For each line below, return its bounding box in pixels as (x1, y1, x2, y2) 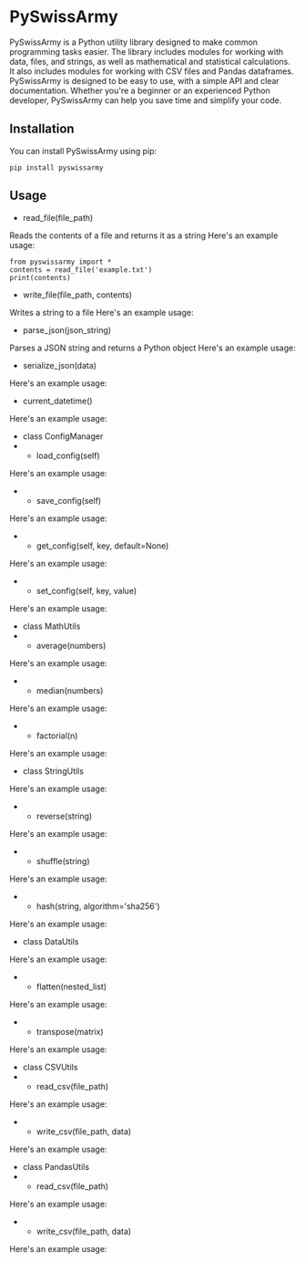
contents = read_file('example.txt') (9, 265, 153, 275)
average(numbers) (36, 640, 107, 651)
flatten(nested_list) (36, 981, 107, 992)
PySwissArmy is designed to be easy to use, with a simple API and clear (9, 75, 280, 86)
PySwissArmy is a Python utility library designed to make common (9, 37, 258, 47)
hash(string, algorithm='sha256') (36, 901, 161, 912)
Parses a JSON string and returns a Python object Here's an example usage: (9, 342, 296, 353)
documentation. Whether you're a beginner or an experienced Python (9, 85, 270, 96)
